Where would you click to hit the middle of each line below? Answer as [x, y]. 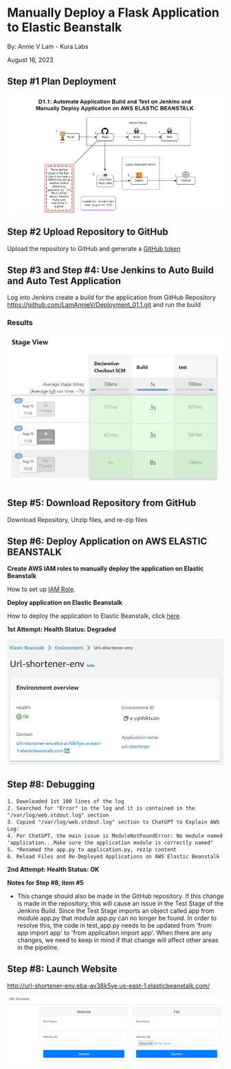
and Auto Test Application [64, 281]
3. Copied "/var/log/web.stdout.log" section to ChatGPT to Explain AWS [113, 822]
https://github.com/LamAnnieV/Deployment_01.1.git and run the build [104, 305]
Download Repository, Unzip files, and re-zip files [77, 519]
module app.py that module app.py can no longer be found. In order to [117, 918]
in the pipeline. [38, 947]
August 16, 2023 [30, 59]
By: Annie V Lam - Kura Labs [48, 46]
